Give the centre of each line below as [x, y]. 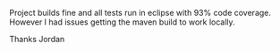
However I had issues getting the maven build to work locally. [122, 22]
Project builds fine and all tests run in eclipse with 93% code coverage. [140, 13]
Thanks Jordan [37, 39]
